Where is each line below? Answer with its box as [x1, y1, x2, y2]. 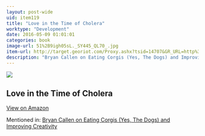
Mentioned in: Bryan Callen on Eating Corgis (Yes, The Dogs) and [6, 116, 171, 124]
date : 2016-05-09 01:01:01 [6, 32, 75, 38]
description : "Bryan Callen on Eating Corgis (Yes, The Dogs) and [6, 54, 179, 60]
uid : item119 [6, 15, 40, 21]
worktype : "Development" [6, 26, 70, 32]
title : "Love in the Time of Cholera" [6, 20, 105, 26]
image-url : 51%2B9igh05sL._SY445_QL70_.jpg [6, 43, 119, 49]
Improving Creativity [6, 123, 58, 130]
